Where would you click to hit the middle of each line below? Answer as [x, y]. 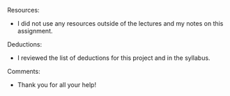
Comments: [24, 71]
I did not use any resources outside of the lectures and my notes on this [120, 23]
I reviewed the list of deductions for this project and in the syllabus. [114, 58]
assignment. [35, 31]
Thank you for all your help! [56, 85]
